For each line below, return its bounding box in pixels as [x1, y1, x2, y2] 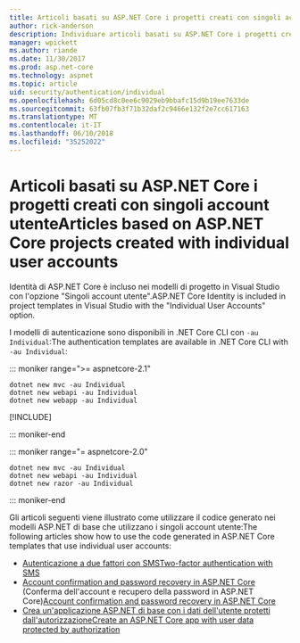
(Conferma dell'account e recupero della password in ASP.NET [21, 586, 254, 597]
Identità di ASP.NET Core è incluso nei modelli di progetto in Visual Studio [9, 281, 280, 292]
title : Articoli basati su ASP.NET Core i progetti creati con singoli [9, 12, 281, 22]
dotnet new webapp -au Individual [9, 396, 138, 405]
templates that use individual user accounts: [9, 540, 172, 551]
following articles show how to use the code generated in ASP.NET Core [9, 531, 275, 541]
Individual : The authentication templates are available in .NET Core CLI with [9, 336, 288, 347]
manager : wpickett [9, 37, 78, 47]
